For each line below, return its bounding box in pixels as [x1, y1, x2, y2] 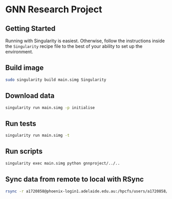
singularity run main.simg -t [5, 133, 70, 138]
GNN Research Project [5, 4, 102, 15]
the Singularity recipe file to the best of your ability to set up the [5, 43, 143, 49]
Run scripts [5, 147, 42, 156]
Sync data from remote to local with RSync [5, 175, 144, 184]
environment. [5, 49, 33, 55]
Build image [5, 63, 44, 73]
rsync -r [5, 189, 24, 194]
